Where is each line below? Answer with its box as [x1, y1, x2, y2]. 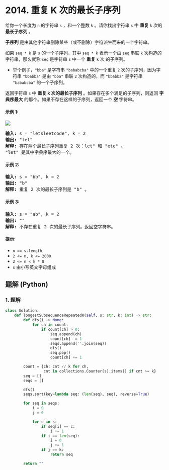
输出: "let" [5, 137, 33, 143]
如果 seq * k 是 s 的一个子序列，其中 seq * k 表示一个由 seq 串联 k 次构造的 [5, 50, 162, 56]
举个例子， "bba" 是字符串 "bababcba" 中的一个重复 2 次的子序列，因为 [12, 66, 157, 73]
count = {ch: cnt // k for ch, [23, 364, 89, 369]
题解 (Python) [5, 280, 49, 289]
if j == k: [41, 447, 64, 452]
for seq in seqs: [23, 401, 59, 406]
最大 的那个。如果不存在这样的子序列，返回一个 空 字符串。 [14, 96, 137, 102]
